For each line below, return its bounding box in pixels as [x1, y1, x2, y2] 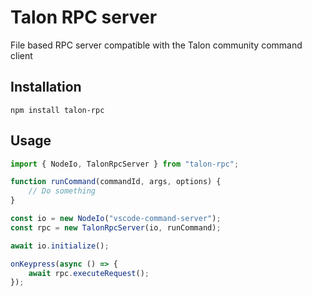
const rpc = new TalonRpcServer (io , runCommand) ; [10, 222, 222, 233]
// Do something [28, 186, 97, 196]
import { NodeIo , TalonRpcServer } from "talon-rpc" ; [10, 159, 240, 169]
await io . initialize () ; [10, 241, 110, 251]
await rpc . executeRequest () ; [28, 268, 150, 278]
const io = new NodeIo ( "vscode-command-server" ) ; [10, 214, 222, 224]
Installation [10, 79, 82, 96]
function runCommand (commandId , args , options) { [10, 177, 222, 187]
